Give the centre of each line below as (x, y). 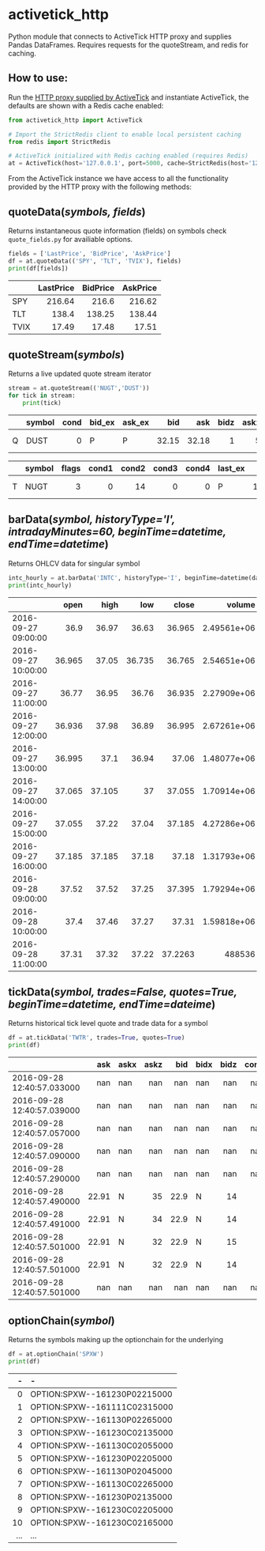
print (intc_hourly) (40, 585)
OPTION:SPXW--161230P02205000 (101, 1458)
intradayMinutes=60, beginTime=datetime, (117, 532)
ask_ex (136, 422)
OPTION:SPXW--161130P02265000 (101, 1420)
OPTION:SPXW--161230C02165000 (102, 1523)
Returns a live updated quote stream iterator (80, 374)
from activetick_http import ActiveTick (76, 120)
